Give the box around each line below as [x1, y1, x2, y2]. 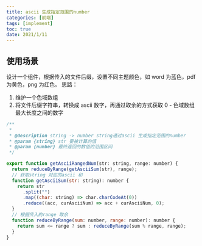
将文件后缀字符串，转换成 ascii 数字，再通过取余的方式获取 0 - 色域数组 [15, 101, 195, 109]
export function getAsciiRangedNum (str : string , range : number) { [6, 161, 178, 167]
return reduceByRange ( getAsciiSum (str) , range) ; [12, 166, 138, 173]
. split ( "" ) [22, 189, 50, 195]
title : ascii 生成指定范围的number [6, 9, 90, 15]
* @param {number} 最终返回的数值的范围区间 [9, 144, 113, 150]
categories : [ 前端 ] [6, 15, 54, 21]
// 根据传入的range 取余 [12, 212, 68, 218]
